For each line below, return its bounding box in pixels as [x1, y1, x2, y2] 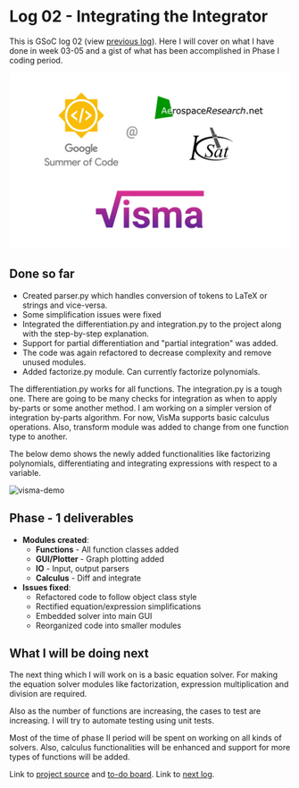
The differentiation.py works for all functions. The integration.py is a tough [9, 383, 283, 394]
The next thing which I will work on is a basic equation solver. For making [9, 669, 278, 681]
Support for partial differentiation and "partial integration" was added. [21, 337, 278, 348]
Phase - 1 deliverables [9, 511, 134, 526]
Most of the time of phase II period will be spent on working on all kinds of [9, 733, 283, 743]
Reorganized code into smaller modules [35, 620, 181, 631]
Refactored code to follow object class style [35, 591, 197, 602]
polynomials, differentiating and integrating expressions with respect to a [9, 458, 278, 469]
